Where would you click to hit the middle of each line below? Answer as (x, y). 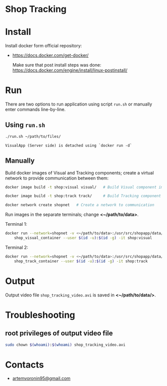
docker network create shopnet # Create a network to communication (80, 205)
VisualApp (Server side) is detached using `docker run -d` (69, 145)
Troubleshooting (40, 315)
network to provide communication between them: (57, 178)
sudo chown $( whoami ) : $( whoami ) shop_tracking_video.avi (65, 345)
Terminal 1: (16, 224)
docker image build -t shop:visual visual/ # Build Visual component (81, 187)
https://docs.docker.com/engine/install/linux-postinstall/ (70, 70)
